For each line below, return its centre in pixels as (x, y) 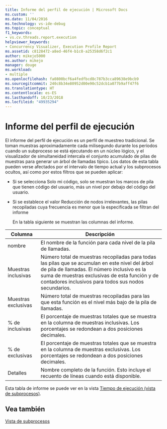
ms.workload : (19, 70)
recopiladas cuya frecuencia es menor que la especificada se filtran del (85, 207)
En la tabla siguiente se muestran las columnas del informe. (73, 222)
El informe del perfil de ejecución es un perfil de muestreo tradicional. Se (80, 141)
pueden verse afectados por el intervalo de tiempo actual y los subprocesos (83, 167)
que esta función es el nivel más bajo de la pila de (98, 302)
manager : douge (21, 65)
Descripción (100, 234)
